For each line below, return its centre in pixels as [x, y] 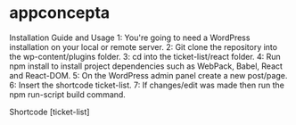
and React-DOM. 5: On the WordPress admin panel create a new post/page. [148, 75]
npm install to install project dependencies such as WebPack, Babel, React [146, 66]
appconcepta [60, 13]
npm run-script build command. [68, 94]
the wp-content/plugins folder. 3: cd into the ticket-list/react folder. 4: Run [145, 56]
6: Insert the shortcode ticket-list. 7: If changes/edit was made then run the [147, 85]
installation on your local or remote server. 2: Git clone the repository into [144, 46]
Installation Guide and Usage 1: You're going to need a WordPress [130, 37]
